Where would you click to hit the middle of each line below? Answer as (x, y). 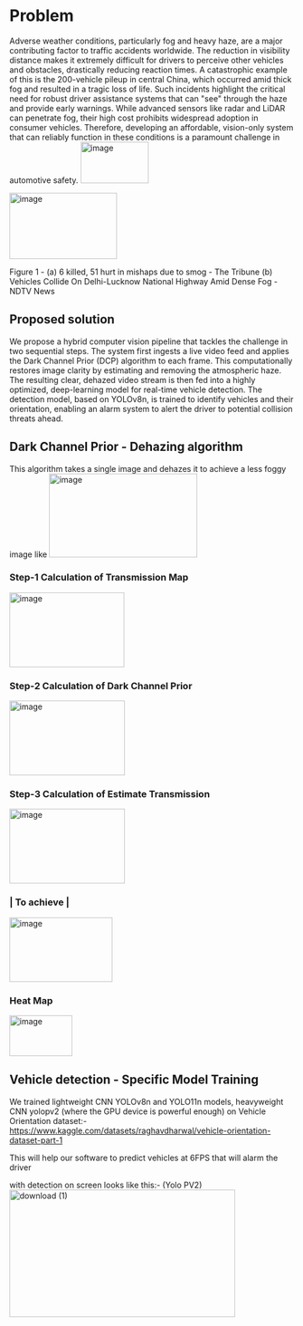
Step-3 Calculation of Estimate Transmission (110, 794)
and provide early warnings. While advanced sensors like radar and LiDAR (147, 108)
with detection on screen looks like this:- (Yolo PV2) (106, 1185)
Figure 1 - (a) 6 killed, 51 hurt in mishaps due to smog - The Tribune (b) (141, 272)
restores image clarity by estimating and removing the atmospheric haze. (146, 370)
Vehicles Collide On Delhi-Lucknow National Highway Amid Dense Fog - (144, 281)
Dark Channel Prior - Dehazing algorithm (126, 447)
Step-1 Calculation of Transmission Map (99, 578)
